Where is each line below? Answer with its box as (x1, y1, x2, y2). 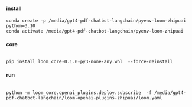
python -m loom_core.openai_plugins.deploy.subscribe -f (6, 89, 152, 96)
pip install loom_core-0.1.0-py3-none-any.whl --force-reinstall (6, 59, 173, 65)
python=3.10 (6, 23, 35, 29)
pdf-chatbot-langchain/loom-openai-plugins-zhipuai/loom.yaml (6, 95, 162, 100)
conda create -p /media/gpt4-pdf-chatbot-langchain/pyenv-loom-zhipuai (6, 18, 186, 24)
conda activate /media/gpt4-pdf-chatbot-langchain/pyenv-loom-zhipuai (6, 28, 184, 34)
